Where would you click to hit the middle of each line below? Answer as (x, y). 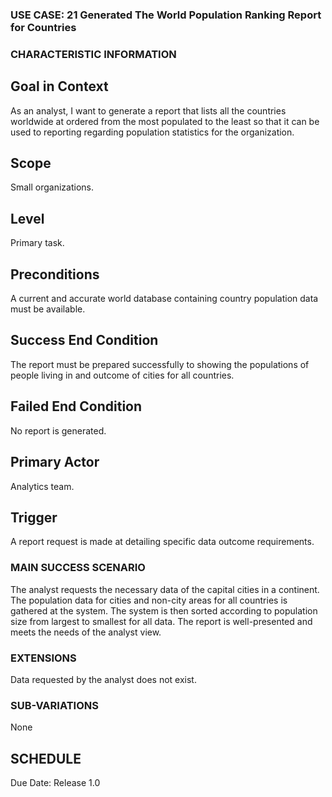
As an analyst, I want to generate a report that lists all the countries (148, 110)
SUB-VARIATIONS (54, 705)
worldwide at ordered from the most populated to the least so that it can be (165, 121)
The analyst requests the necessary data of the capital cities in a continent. (165, 589)
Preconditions (55, 274)
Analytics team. (42, 486)
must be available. (48, 309)
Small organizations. (52, 187)
